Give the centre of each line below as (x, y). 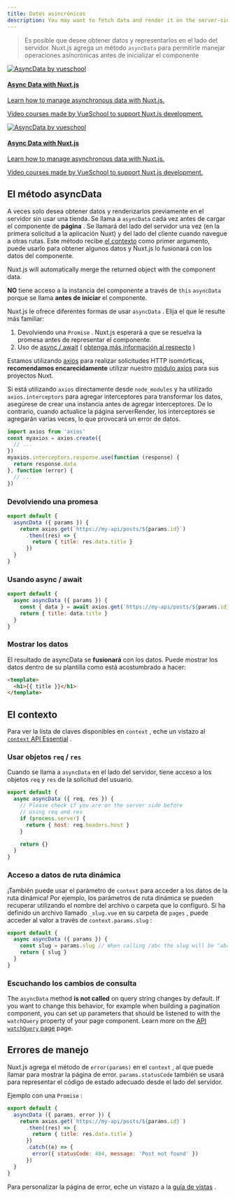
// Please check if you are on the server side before (101, 806)
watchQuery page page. (40, 1028)
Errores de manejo (48, 1050)
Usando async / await (45, 579)
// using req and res (51, 812)
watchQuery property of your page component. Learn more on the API (107, 1021)
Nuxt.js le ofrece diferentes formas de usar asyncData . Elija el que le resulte (116, 311)
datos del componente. (41, 255)
